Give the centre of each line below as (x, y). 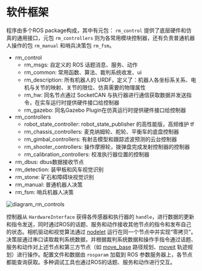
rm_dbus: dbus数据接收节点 (49, 162)
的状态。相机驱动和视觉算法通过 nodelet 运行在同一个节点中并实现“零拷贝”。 (101, 232)
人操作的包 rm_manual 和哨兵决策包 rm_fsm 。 (61, 45)
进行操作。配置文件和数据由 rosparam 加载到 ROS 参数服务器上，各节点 (105, 254)
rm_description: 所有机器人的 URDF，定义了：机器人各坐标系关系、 (107, 80)
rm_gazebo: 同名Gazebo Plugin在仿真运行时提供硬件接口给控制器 (105, 110)
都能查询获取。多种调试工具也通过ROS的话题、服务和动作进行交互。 (91, 262)
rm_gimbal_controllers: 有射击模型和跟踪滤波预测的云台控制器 (100, 139)
